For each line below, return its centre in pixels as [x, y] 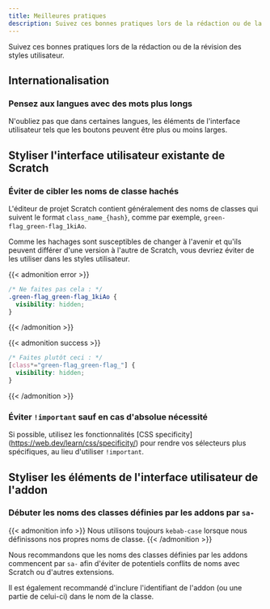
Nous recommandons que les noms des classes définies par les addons [128, 555]
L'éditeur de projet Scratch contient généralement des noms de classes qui [133, 208]
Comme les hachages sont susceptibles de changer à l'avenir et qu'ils [125, 241]
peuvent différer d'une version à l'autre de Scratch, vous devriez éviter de [131, 250]
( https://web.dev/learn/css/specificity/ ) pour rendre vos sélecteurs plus [127, 443]
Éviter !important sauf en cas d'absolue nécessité [108, 416]
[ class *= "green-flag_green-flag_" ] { [72, 365]
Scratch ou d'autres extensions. [61, 572]
